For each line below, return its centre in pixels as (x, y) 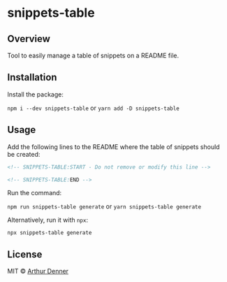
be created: (24, 154)
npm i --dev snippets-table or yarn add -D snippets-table (93, 108)
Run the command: (35, 193)
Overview (29, 39)
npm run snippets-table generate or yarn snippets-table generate (104, 206)
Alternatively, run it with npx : (48, 220)
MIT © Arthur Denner (38, 272)
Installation (32, 77)
